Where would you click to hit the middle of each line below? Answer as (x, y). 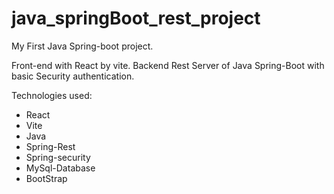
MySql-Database (60, 168)
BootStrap (46, 178)
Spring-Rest (50, 146)
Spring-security (58, 157)
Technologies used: (52, 95)
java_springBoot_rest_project (136, 18)
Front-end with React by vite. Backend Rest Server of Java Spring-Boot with (168, 65)
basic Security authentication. (73, 76)
